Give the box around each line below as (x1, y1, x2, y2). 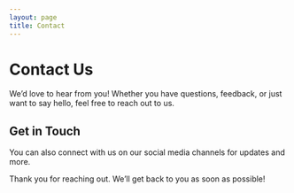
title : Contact (9, 21, 66, 30)
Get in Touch (9, 123, 81, 138)
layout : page (9, 12, 58, 22)
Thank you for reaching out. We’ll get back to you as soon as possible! (9, 174, 266, 184)
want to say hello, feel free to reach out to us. (9, 98, 175, 109)
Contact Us (9, 59, 94, 80)
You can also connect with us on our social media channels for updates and (9, 147, 285, 158)
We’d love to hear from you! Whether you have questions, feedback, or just (9, 89, 282, 99)
